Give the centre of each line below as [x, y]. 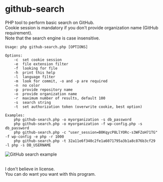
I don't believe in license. [30, 169]
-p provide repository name [43, 90]
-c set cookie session [38, 60]
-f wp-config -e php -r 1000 [35, 137]
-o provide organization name [45, 94]
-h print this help [35, 72]
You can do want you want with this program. [50, 174]
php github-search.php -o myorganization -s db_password [73, 120]
